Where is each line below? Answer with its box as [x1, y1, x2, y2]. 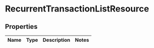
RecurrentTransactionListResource [5, 3, 149, 14]
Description [43, 37, 70, 43]
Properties [5, 23, 38, 31]
